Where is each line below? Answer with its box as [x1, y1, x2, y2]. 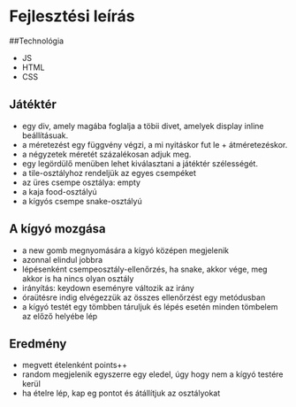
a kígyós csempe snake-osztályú [21, 196, 143, 206]
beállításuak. [21, 130, 69, 141]
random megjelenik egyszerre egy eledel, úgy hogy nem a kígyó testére [21, 369, 285, 380]
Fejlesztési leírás [9, 6, 135, 27]
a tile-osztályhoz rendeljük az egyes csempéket [21, 167, 197, 178]
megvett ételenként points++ [21, 360, 128, 371]
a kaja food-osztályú [21, 186, 97, 196]
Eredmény [9, 336, 67, 351]
